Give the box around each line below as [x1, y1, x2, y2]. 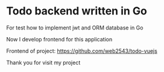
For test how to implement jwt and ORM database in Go [6, 24, 143, 31]
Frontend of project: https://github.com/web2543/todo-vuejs [6, 47, 158, 55]
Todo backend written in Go [6, 4, 148, 18]
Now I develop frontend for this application [6, 35, 113, 43]
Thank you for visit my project [6, 59, 81, 66]
